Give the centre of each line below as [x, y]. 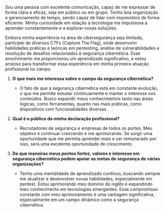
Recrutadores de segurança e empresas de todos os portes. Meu [86, 128]
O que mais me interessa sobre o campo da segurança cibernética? [83, 79]
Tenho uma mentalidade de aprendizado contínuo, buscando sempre [90, 174]
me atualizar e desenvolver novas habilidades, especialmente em [86, 179]
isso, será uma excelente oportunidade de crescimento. [76, 144]
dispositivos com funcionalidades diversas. [63, 109]
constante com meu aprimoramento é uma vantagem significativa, [87, 194]
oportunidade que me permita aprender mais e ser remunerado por [88, 139]
